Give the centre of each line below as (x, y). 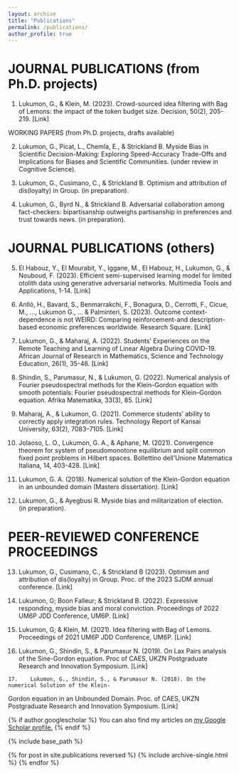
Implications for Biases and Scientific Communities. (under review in (118, 162)
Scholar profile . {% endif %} (49, 727)
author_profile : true (40, 34)
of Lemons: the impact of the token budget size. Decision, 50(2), (113, 112)
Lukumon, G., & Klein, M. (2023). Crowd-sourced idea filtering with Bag (123, 104)
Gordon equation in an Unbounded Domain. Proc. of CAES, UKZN (104, 699)
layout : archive (32, 14)
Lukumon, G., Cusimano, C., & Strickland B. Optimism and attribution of (122, 183)
